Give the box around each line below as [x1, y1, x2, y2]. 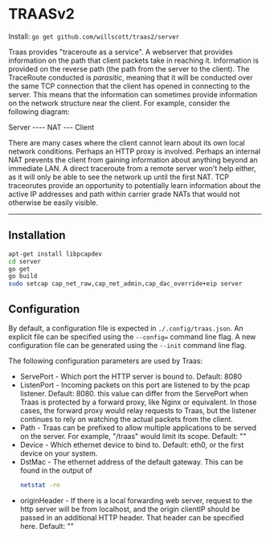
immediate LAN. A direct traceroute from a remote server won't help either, [8, 163, 256, 173]
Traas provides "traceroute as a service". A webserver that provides [8, 47, 233, 56]
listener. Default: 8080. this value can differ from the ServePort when [19, 388, 249, 398]
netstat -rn [19, 481, 60, 489]
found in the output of [19, 465, 92, 475]
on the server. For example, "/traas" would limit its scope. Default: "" [19, 431, 247, 441]
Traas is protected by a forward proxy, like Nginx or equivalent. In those [19, 397, 257, 407]
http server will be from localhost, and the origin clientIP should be [19, 504, 240, 514]
